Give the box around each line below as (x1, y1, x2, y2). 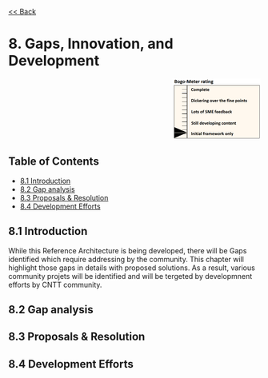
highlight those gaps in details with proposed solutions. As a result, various (8, 263, 256, 273)
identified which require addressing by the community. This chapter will (8, 254, 244, 264)
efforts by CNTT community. (8, 280, 102, 289)
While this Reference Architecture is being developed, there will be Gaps (8, 245, 247, 255)
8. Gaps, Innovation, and (8, 35, 174, 53)
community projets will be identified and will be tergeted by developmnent (8, 271, 253, 281)
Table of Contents (8, 155, 100, 169)
